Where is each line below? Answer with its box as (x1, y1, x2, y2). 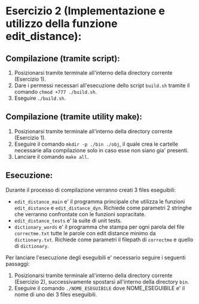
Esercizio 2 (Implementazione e (5, 4, 166, 18)
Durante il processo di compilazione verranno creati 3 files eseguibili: (5, 186, 176, 194)
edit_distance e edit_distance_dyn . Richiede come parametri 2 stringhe (14, 204, 192, 211)
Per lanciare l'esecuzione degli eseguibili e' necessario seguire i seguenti (5, 254, 186, 261)
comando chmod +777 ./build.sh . (14, 88, 97, 95)
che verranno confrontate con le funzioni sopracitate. (14, 210, 146, 217)
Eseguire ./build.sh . (14, 94, 66, 102)
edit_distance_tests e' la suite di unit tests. (14, 217, 122, 224)
